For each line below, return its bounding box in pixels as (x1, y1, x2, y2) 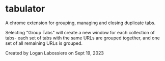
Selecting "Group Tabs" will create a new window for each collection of (5, 29, 155, 35)
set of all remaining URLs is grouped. (5, 40, 83, 46)
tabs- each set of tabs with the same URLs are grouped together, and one (5, 35, 160, 41)
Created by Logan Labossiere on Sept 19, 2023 (5, 50, 104, 56)
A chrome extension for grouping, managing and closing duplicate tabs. (5, 20, 156, 26)
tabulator (5, 3, 45, 15)
